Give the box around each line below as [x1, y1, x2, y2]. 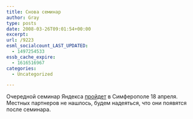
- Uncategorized [12, 71, 53, 77]
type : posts [6, 20, 37, 26]
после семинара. [6, 106, 51, 113]
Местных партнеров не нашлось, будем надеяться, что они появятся [6, 100, 187, 107]
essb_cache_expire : [6, 54, 56, 60]
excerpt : [6, 32, 29, 38]
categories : [6, 65, 37, 72]
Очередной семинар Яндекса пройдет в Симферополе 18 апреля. [6, 93, 178, 100]
